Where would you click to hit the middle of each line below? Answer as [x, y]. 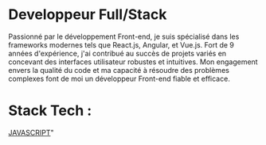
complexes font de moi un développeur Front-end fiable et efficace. [119, 78]
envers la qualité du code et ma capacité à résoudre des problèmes [119, 70]
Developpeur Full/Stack [88, 15]
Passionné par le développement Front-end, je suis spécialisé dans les [124, 36]
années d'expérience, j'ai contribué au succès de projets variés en [117, 53]
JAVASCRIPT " [31, 132]
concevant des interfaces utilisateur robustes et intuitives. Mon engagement [133, 62]
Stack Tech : [50, 111]
